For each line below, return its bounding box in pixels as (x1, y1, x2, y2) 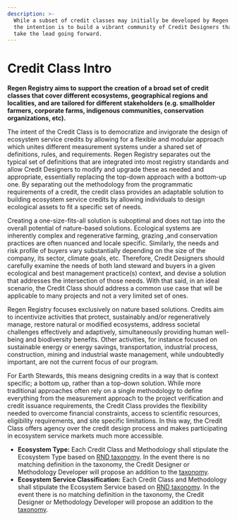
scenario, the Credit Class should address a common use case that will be (7, 284, 223, 293)
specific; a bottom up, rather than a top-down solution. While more (7, 379, 201, 387)
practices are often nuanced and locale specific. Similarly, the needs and (7, 239, 219, 247)
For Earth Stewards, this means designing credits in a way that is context (7, 372, 219, 380)
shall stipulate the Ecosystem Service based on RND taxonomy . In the (17, 483, 220, 491)
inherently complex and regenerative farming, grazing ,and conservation (7, 231, 218, 240)
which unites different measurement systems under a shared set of (7, 143, 202, 151)
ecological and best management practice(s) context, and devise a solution (7, 269, 226, 278)
